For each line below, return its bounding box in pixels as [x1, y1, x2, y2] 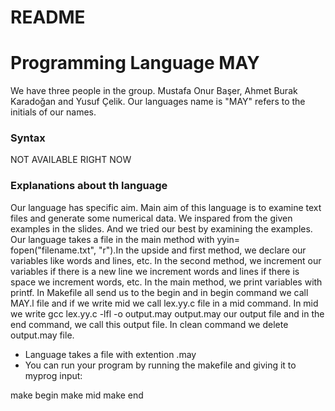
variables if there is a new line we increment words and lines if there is [10, 265, 300, 277]
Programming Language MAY [10, 52, 260, 75]
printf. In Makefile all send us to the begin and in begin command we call [10, 286, 309, 298]
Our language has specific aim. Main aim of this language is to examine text [10, 201, 322, 213]
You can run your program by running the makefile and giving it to [24, 359, 297, 371]
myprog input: [24, 369, 83, 381]
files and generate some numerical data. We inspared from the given [10, 212, 293, 224]
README [10, 6, 86, 29]
